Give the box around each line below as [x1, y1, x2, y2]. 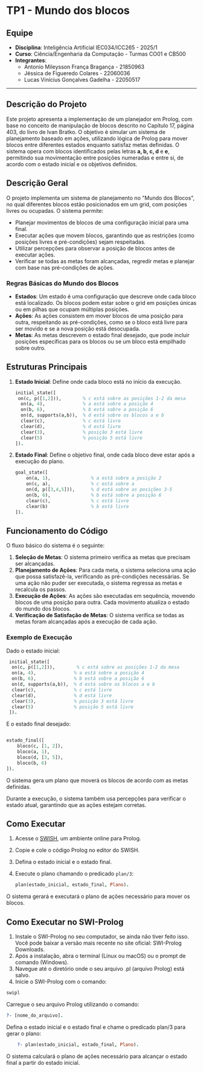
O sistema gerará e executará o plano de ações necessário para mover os [6, 893, 190, 900]
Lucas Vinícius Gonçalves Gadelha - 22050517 [24, 76, 141, 83]
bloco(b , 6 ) [17, 760, 47, 766]
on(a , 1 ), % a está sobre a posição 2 [26, 475, 162, 481]
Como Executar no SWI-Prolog [6, 917, 124, 927]
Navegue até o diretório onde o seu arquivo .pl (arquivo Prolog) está [14, 965, 185, 973]
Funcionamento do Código [6, 526, 108, 536]
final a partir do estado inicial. [6, 1059, 80, 1066]
